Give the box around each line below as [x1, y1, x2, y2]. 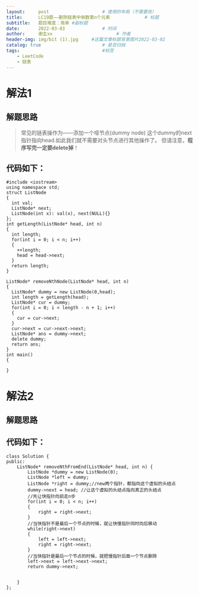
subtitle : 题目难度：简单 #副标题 [6, 20, 88, 26]
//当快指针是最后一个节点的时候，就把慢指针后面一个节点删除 [27, 553, 157, 559]
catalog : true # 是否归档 [6, 42, 126, 48]
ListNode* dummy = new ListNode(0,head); [11, 289, 116, 295]
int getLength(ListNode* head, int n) [6, 221, 102, 227]
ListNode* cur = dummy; [11, 299, 70, 305]
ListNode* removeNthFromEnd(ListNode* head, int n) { [17, 464, 153, 470]
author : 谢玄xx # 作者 [6, 31, 131, 37]
